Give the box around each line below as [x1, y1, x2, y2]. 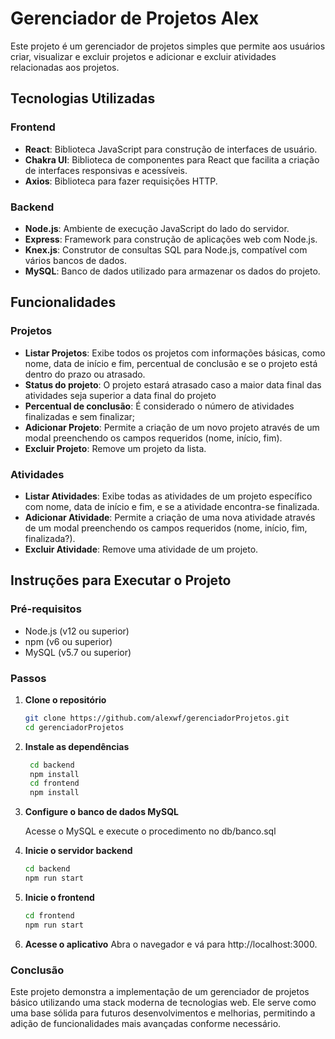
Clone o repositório [24, 693, 107, 706]
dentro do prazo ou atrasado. [24, 368, 146, 380]
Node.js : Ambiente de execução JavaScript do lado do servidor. [24, 222, 290, 234]
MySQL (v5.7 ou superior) [24, 646, 132, 658]
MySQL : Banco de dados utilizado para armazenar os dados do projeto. [24, 265, 321, 277]
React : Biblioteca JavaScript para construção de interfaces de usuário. [24, 143, 318, 155]
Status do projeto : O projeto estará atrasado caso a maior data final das [24, 378, 322, 391]
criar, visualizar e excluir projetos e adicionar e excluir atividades [10, 50, 277, 62]
